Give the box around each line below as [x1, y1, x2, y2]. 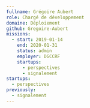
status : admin [17, 48, 52, 54]
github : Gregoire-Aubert [6, 25, 68, 32]
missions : [6, 31, 31, 37]
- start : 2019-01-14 [11, 37, 63, 43]
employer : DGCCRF [17, 53, 61, 59]
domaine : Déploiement [6, 20, 61, 26]
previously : [6, 87, 36, 93]
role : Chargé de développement [6, 14, 85, 20]
